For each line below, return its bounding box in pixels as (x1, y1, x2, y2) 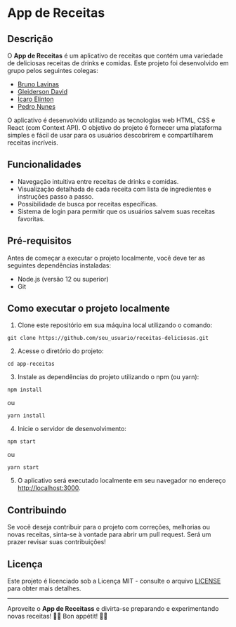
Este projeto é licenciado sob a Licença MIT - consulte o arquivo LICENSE (7, 577, 221, 586)
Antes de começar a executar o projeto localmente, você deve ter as (7, 253, 206, 262)
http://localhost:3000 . (17, 484, 81, 492)
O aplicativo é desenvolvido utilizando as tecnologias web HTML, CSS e (7, 116, 216, 124)
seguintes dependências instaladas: (7, 261, 112, 270)
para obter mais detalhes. (7, 584, 81, 593)
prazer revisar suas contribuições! (7, 538, 107, 546)
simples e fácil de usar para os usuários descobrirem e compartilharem (7, 131, 214, 139)
